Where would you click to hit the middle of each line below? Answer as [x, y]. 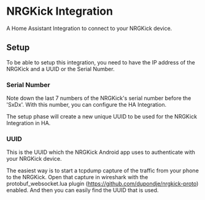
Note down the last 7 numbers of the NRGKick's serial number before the [99, 98]
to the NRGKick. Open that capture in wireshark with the [77, 177]
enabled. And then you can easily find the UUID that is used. [83, 190]
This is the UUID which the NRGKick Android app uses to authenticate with [101, 152]
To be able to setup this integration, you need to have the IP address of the [101, 62]
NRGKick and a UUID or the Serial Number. [60, 69]
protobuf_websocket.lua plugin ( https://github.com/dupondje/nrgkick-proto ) [102, 184]
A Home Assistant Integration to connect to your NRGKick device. [89, 28]
